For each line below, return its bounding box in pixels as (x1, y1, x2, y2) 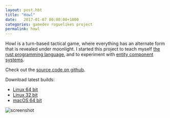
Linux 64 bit (12, 86, 38, 92)
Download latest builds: (5, 77, 55, 83)
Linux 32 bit (12, 92, 38, 98)
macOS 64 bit (12, 98, 42, 104)
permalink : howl (5, 27, 40, 32)
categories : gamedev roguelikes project (5, 21, 93, 27)
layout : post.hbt (5, 7, 42, 13)
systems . (5, 57, 25, 63)
